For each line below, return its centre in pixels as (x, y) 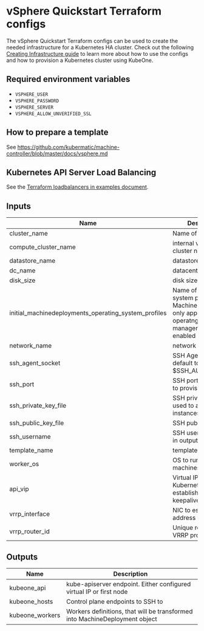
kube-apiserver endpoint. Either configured (128, 584)
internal (183, 243)
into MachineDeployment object (112, 619)
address (184, 518)
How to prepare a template (57, 133)
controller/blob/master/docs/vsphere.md (57, 154)
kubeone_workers (35, 615)
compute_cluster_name (42, 247)
